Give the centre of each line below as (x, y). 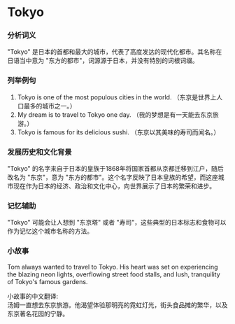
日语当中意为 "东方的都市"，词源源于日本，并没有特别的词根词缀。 (103, 61)
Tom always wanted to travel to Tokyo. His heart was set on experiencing (113, 267)
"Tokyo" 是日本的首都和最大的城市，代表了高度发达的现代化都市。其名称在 (115, 52)
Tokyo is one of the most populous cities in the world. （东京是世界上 (117, 97)
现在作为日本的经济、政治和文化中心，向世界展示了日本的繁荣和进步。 (114, 186)
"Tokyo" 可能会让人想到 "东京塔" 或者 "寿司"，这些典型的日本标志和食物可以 (117, 223)
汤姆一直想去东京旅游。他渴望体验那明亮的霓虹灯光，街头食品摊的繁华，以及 (117, 304)
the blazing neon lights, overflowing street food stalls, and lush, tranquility (114, 274)
